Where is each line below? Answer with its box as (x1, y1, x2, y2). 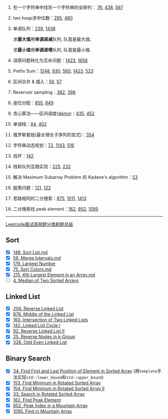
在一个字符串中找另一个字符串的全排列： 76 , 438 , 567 (12, 4, 124, 10)
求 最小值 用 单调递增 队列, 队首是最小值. (12, 47, 91, 52)
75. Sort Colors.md (12, 266, 52, 272)
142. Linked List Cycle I (12, 323, 60, 329)
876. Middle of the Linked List (12, 311, 74, 317)
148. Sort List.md (12, 249, 48, 255)
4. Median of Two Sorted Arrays (12, 278, 79, 284)
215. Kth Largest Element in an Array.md (12, 272, 95, 278)
